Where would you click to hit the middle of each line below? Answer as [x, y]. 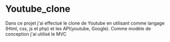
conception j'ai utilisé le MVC [36, 34]
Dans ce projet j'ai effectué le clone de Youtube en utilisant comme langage [85, 23]
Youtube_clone [38, 9]
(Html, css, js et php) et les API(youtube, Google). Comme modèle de [78, 28]
